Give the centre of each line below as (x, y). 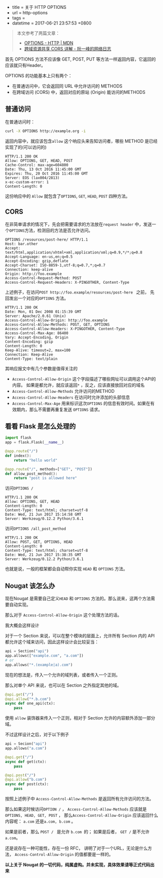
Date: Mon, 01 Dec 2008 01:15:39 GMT (43, 312)
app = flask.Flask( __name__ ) (35, 442)
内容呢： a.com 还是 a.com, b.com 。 (40, 821)
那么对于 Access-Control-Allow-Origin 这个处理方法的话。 (63, 615)
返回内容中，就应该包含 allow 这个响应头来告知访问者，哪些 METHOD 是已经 (81, 141)
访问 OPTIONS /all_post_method (36, 529)
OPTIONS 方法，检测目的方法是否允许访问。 (51, 230)
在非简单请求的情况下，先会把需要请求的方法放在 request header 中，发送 (79, 224)
